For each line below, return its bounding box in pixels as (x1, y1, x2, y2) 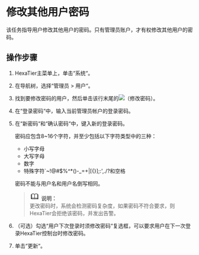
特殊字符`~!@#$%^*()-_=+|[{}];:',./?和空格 (23, 167, 126, 174)
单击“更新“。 (14, 242, 46, 249)
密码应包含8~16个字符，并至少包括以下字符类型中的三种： (14, 132, 157, 139)
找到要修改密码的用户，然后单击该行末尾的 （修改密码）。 (14, 94, 159, 101)
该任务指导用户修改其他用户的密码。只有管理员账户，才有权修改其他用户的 (6, 26, 188, 33)
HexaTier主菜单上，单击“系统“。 (14, 69, 94, 76)
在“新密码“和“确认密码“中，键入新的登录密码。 (14, 120, 129, 127)
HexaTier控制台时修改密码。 (20, 230, 89, 237)
